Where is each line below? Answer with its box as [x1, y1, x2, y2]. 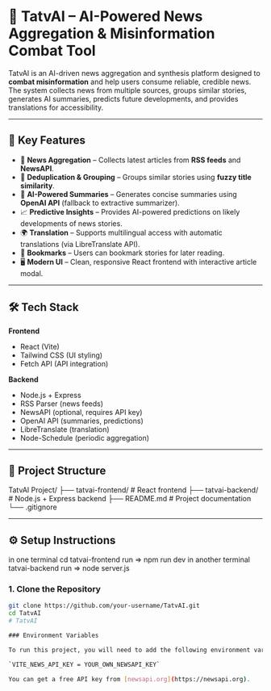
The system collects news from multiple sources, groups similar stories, [8, 85, 248, 95]
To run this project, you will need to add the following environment [8, 646, 251, 654]
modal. [19, 268, 44, 278]
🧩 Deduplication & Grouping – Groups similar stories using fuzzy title [19, 172, 252, 182]
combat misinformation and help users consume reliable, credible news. [8, 77, 252, 86]
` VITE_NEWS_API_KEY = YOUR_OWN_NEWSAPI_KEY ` [8, 660, 161, 668]
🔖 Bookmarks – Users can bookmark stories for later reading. [19, 248, 225, 258]
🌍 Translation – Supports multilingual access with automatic [19, 228, 223, 237]
